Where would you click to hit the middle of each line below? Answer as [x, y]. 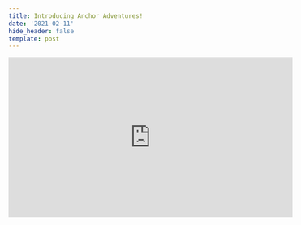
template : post [34, 39]
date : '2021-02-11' [41, 24]
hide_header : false [41, 31]
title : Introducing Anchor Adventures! [76, 16]
